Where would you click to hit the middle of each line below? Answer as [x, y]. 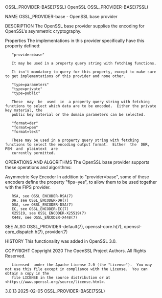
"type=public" [26, 93]
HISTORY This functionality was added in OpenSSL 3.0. [61, 241]
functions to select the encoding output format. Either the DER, [78, 145]
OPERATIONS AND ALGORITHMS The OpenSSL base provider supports [77, 162]
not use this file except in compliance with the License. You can [76, 269]
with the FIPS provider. [28, 187]
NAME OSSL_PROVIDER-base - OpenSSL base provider [61, 16]
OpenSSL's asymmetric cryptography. [43, 31]
